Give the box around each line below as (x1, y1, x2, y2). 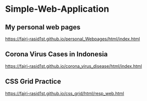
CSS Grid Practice (5, 77, 61, 86)
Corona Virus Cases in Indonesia (5, 50, 108, 58)
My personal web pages (5, 23, 80, 31)
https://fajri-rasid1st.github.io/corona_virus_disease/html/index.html (5, 63, 142, 69)
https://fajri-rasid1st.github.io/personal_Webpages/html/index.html (5, 36, 140, 42)
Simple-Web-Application (5, 3, 110, 15)
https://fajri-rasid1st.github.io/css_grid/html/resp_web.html (5, 90, 124, 96)
